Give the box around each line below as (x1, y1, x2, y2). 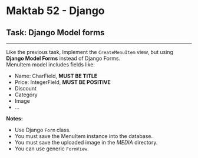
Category (14, 91, 38, 98)
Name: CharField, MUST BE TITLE (14, 72, 98, 79)
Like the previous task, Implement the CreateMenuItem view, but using (6, 49, 174, 55)
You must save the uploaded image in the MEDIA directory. (14, 139, 158, 146)
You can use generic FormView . (14, 145, 90, 152)
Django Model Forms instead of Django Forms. (6, 55, 121, 62)
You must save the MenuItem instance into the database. (14, 133, 153, 139)
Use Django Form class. (14, 126, 71, 133)
